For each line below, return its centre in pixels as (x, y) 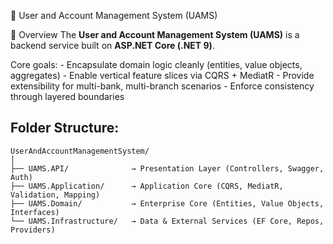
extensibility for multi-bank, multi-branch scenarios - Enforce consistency (162, 86)
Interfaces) (35, 212)
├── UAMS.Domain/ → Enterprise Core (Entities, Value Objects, (167, 203)
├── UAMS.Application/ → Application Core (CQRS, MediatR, (147, 186)
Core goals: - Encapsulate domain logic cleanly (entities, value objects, (156, 64)
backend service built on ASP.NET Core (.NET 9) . (112, 45)
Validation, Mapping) (55, 195)
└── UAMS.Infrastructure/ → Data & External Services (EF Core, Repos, (167, 221)
